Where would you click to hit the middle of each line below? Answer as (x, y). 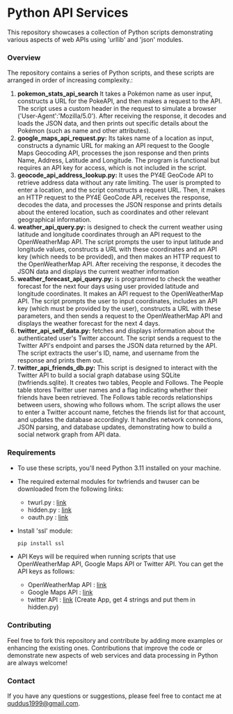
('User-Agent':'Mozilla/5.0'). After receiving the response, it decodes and (122, 116)
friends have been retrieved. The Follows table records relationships (115, 397)
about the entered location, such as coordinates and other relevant (113, 212)
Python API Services (68, 13)
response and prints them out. (61, 360)
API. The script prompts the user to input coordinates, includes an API (117, 301)
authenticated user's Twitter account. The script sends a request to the (119, 338)
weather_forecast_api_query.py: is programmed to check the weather (119, 279)
